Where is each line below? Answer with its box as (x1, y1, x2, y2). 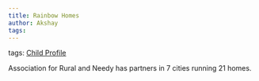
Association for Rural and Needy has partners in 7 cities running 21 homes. (8, 64, 252, 73)
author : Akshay (8, 19, 59, 27)
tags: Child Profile (8, 48, 67, 58)
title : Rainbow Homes (8, 11, 80, 20)
